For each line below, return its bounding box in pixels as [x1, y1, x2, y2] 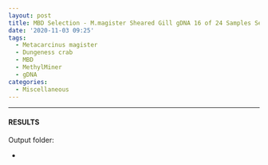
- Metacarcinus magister [15, 41, 98, 49]
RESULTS [8, 117, 40, 127]
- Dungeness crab [15, 48, 73, 56]
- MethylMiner [15, 63, 62, 71]
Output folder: [8, 135, 54, 144]
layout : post [8, 11, 52, 20]
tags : [8, 33, 26, 42]
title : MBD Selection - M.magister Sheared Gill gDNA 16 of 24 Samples [8, 19, 251, 27]
